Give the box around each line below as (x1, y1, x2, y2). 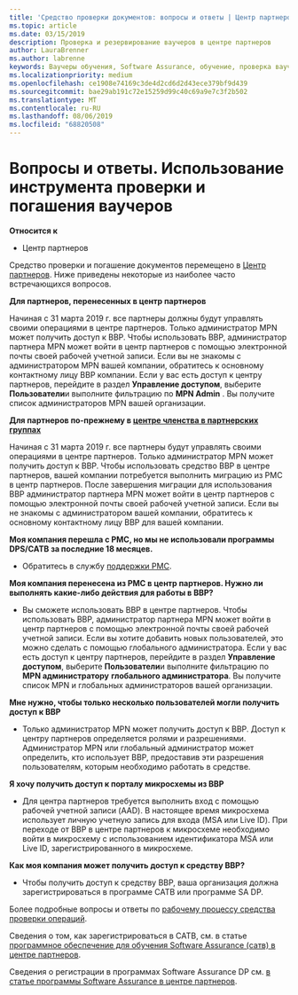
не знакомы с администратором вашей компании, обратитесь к (9, 507, 253, 518)
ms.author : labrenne (9, 54, 86, 63)
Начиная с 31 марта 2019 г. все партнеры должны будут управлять (9, 312, 263, 324)
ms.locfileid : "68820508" (9, 121, 105, 129)
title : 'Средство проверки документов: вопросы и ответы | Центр (9, 12, 255, 22)
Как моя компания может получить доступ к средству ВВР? (9, 859, 246, 870)
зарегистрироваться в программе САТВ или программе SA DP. (21, 886, 264, 897)
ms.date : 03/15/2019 (9, 29, 86, 38)
